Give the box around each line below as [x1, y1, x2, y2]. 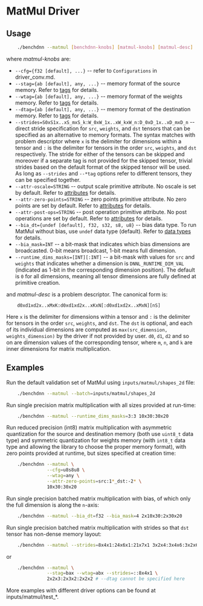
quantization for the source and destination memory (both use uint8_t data [6, 431, 194, 438]
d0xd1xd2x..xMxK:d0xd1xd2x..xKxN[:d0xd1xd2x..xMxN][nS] [17, 302, 161, 308]
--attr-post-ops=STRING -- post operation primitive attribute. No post [14, 208, 187, 215]
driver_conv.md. [14, 73, 56, 80]
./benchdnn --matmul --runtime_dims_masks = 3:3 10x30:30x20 [17, 413, 169, 419]
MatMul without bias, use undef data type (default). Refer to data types [14, 227, 192, 235]
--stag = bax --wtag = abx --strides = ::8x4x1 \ [47, 570, 158, 576]
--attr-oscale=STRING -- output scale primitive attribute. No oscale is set [14, 183, 196, 190]
